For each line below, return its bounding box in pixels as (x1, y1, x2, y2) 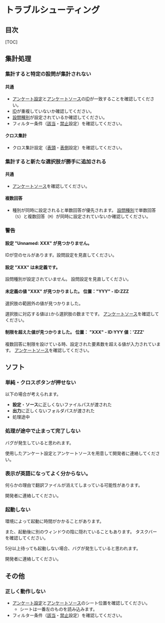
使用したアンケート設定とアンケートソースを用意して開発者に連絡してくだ (5, 450, 156, 456)
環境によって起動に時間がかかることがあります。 (5, 518, 104, 524)
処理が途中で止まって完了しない (5, 428, 81, 434)
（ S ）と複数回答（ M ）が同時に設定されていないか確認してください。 (12, 213, 151, 220)
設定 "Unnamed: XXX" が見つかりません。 (5, 240, 92, 246)
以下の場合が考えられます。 (5, 391, 61, 397)
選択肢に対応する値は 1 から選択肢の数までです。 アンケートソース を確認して (5, 311, 160, 316)
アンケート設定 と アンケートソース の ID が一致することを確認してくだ (12, 96, 151, 102)
